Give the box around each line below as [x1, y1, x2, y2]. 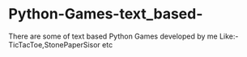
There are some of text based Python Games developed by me [8, 31, 218, 41]
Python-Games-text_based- [8, 5, 203, 23]
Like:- [219, 31, 239, 41]
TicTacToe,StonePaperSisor [8, 39, 101, 49]
